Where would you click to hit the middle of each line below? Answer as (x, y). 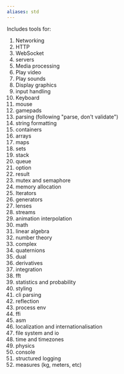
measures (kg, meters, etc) (49, 364)
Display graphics (36, 85)
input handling (33, 91)
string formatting (36, 123)
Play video (28, 72)
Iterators (26, 193)
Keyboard (27, 98)
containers (29, 129)
